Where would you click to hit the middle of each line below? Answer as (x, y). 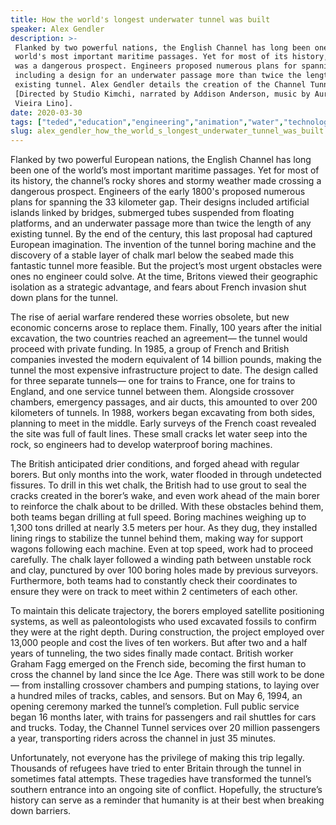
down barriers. (41, 811)
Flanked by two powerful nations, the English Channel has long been (162, 47)
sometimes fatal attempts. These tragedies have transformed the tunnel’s (161, 779)
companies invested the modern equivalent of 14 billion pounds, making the (166, 360)
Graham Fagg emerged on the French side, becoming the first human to (158, 664)
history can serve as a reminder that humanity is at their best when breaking (167, 800)
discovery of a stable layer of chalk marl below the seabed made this (152, 255)
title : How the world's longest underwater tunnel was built (140, 19)
